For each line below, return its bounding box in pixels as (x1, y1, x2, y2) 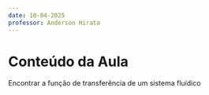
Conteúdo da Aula (8, 53, 129, 71)
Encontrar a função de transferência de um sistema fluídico (8, 79, 201, 88)
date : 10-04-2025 (8, 11, 65, 20)
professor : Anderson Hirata (8, 19, 101, 27)
